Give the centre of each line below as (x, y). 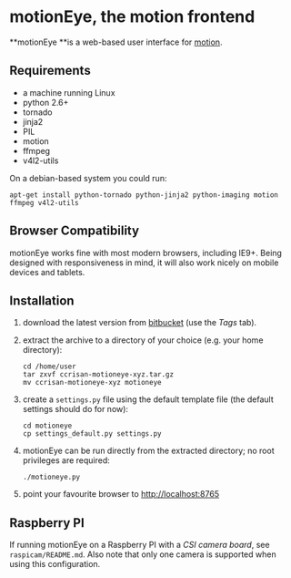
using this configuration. (55, 564)
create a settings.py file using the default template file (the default (148, 399)
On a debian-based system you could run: (88, 178)
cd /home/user (49, 366)
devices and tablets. (47, 272)
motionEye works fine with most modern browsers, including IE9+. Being (145, 253)
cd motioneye (47, 426)
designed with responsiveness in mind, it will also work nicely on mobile (144, 263)
